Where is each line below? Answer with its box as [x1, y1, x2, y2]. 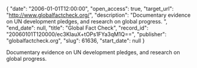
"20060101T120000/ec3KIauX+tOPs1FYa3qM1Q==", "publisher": [6, 31, 167, 38]
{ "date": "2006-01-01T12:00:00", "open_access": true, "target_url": [6, 5, 174, 12]
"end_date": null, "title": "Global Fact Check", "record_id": [6, 24, 149, 31]
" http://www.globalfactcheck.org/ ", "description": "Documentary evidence [6, 11, 191, 19]
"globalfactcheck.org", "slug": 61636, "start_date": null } [6, 37, 145, 44]
